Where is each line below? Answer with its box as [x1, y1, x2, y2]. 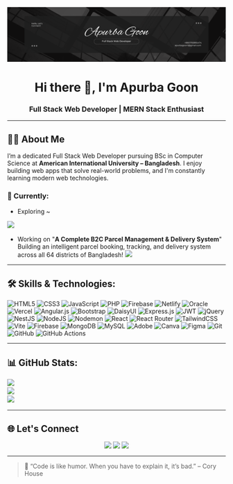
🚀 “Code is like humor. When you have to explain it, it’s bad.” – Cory [24, 462, 217, 471]
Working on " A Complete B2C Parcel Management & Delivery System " [17, 235, 223, 243]
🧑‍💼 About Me [7, 133, 65, 145]
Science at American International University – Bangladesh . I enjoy [7, 159, 202, 167]
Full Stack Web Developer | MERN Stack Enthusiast [28, 104, 205, 114]
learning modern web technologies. [7, 174, 109, 183]
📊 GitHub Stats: [7, 357, 78, 369]
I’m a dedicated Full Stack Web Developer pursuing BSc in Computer [7, 152, 203, 160]
